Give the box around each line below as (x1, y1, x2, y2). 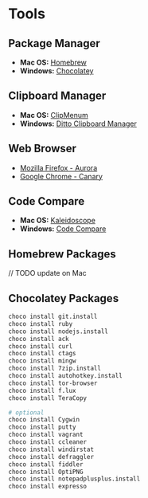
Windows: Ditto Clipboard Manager (19, 119, 138, 128)
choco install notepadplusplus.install (8, 475, 141, 483)
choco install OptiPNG (8, 468, 84, 476)
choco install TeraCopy (8, 394, 88, 402)
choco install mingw (8, 357, 77, 365)
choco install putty (8, 423, 77, 431)
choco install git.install (8, 312, 98, 321)
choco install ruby (8, 320, 73, 327)
